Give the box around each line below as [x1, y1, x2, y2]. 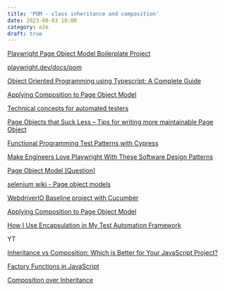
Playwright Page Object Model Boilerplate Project [7, 49, 151, 58]
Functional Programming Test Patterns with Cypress [7, 139, 159, 148]
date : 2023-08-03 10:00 [7, 17, 78, 24]
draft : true [7, 30, 42, 37]
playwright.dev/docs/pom [7, 63, 83, 71]
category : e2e [7, 23, 49, 30]
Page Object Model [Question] [7, 167, 96, 175]
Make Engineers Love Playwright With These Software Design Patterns [7, 153, 214, 161]
